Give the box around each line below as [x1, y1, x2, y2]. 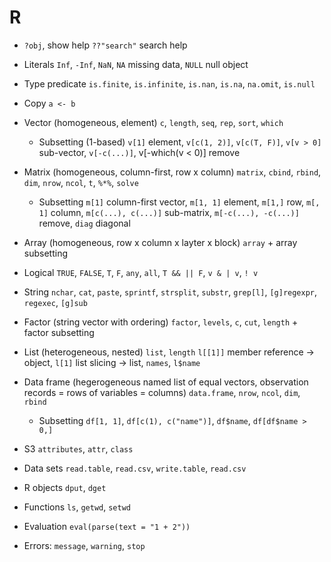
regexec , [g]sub [23, 296, 88, 308]
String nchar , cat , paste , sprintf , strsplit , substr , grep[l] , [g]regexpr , [23, 286, 318, 298]
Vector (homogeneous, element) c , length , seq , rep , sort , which [23, 116, 284, 128]
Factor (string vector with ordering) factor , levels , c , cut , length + [23, 316, 299, 328]
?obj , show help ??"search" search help [23, 39, 188, 51]
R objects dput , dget [23, 481, 107, 493]
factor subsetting [23, 326, 95, 338]
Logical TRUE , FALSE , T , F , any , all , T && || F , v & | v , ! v [23, 266, 259, 278]
